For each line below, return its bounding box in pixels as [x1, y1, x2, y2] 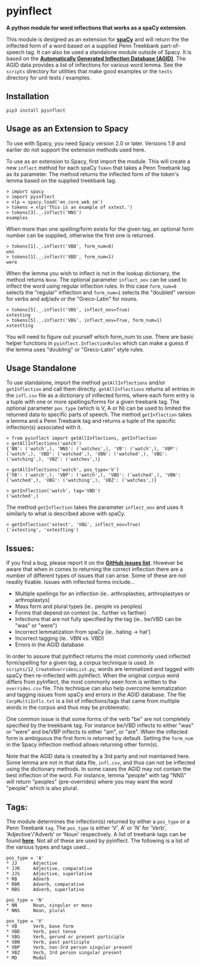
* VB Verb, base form [6, 923, 74, 929]
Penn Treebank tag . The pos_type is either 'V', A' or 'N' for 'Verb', [6, 824, 167, 831]
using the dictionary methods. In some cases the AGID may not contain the [6, 765, 191, 773]
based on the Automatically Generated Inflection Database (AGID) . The [6, 55, 186, 62]
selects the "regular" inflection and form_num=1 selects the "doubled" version [6, 288, 196, 296]
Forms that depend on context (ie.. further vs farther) [14, 609, 147, 616]
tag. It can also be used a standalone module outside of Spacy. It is [26, 48, 192, 55]
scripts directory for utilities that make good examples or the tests [6, 67, 173, 74]
